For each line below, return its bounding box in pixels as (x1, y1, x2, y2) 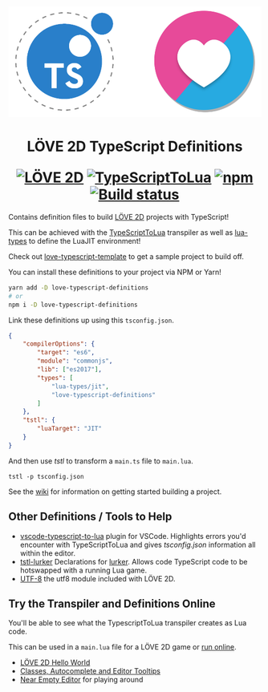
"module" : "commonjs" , (37, 357, 113, 366)
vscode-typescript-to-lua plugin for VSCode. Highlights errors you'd (19, 531, 246, 540)
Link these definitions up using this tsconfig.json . (8, 315, 174, 325)
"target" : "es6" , (37, 349, 95, 357)
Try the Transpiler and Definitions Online (8, 597, 216, 610)
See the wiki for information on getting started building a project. (8, 487, 222, 496)
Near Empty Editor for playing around (19, 675, 144, 685)
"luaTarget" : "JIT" (37, 425, 103, 433)
